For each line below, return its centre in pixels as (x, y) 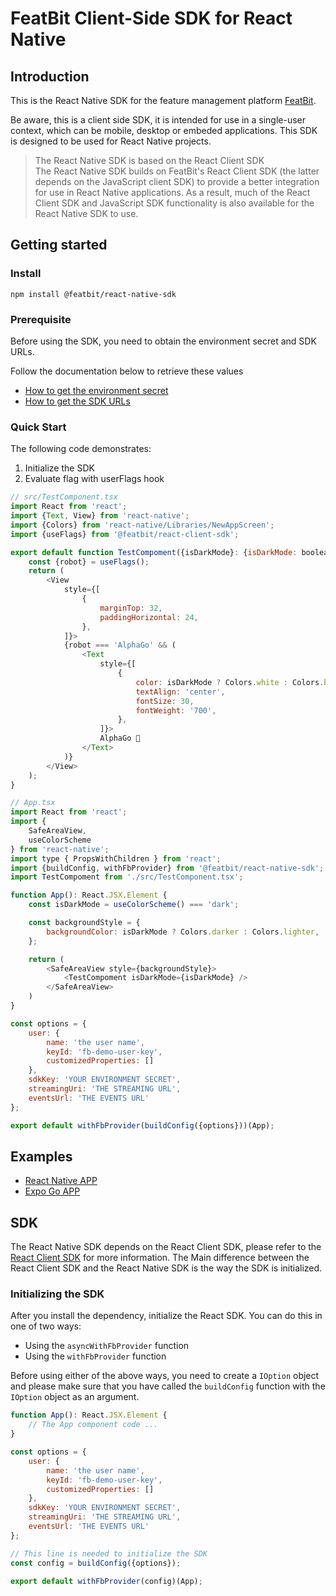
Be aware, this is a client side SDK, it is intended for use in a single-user (158, 120)
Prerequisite (41, 319)
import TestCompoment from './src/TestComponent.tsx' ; (127, 877)
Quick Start (38, 427)
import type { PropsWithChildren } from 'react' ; (116, 858)
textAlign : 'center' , (180, 692)
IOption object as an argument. (75, 1397)
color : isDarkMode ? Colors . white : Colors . (230, 682)
